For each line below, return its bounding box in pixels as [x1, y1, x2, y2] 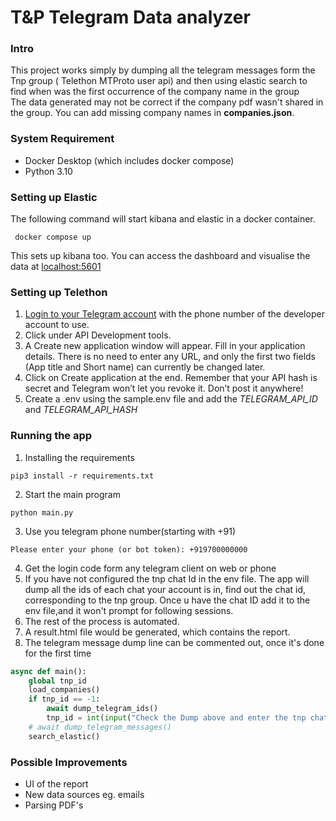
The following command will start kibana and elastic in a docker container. [10, 213, 316, 225]
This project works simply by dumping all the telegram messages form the [10, 64, 316, 76]
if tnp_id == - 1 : [28, 694, 101, 705]
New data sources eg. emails [24, 788, 145, 800]
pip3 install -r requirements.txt [10, 471, 155, 481]
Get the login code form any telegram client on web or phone [24, 562, 277, 574]
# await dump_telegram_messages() [28, 722, 172, 732]
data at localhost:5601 [10, 261, 102, 273]
